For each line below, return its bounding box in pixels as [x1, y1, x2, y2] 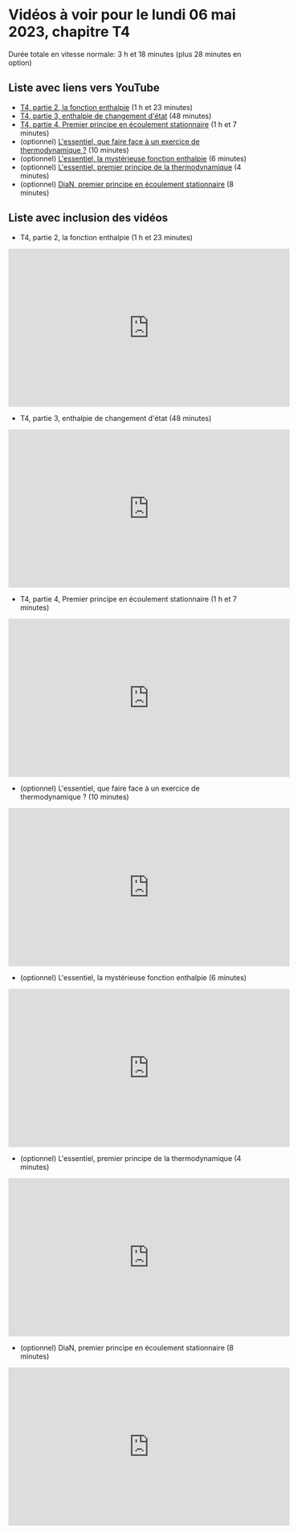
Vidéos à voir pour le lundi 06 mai [8, 6, 236, 24]
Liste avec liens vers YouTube [8, 81, 161, 95]
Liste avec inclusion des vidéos [8, 211, 169, 225]
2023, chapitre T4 [8, 22, 131, 41]
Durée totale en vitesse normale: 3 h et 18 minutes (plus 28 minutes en [8, 49, 242, 59]
